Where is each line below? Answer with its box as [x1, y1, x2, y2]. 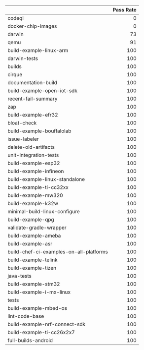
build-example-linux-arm [7, 47, 69, 54]
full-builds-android [7, 337, 53, 344]
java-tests [7, 273, 32, 279]
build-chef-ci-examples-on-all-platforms [7, 248, 108, 255]
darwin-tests [7, 55, 38, 61]
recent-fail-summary [7, 95, 58, 102]
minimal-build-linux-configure [7, 208, 80, 215]
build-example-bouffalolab [7, 127, 72, 134]
